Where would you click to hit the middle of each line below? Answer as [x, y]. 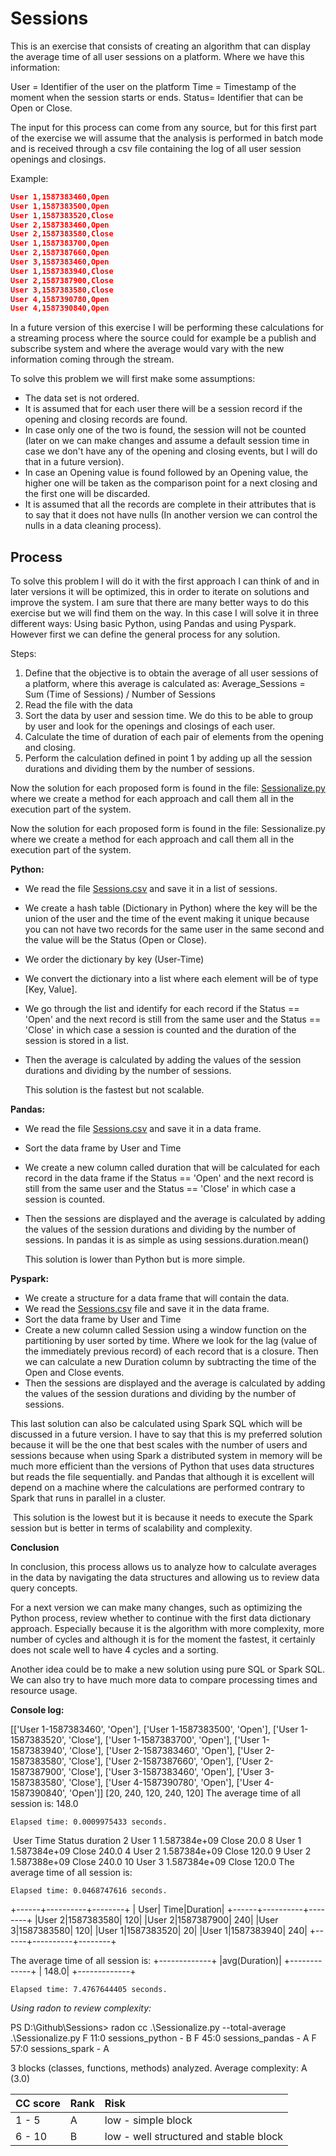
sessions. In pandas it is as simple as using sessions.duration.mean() [167, 1240]
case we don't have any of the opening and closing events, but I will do [171, 451]
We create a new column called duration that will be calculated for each [172, 1168]
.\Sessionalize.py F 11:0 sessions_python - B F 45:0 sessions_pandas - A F [163, 2038]
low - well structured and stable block [194, 2137]
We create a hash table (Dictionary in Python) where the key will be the [171, 908]
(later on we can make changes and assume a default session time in [167, 441]
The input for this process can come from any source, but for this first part [163, 127]
